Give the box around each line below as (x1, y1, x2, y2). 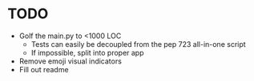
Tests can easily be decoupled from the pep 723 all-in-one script (30, 39, 246, 48)
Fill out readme (18, 64, 69, 74)
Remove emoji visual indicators (18, 56, 122, 66)
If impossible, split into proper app (30, 48, 145, 57)
